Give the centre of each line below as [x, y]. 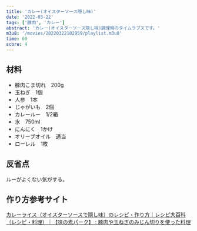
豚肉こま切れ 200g [39, 85]
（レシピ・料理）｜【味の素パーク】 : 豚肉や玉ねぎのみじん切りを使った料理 [98, 222]
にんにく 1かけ [34, 129]
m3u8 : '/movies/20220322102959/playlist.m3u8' [64, 34]
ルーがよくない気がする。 [37, 179]
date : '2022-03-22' [30, 17]
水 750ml [27, 122]
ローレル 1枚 [31, 143]
